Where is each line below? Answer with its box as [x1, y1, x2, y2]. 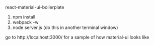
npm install [12, 14, 36, 19]
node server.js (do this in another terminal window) [12, 24, 118, 30]
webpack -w [12, 19, 39, 25]
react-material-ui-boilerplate [5, 4, 64, 10]
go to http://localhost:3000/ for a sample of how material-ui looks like [5, 34, 149, 40]
